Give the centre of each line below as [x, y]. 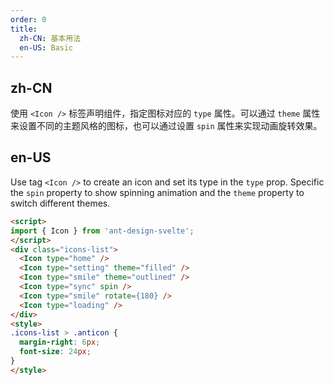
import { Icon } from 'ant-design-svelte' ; [102, 231]
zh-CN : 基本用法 [50, 38]
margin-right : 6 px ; [60, 342]
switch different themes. [60, 203]
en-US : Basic [46, 47]
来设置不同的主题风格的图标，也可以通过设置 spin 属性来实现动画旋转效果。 [166, 126]
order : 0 [28, 19]
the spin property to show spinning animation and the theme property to [157, 192]
